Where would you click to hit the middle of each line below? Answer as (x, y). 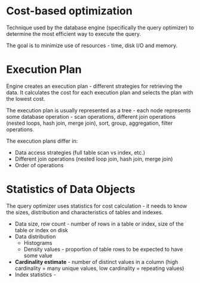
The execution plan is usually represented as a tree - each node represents (99, 110)
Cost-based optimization (69, 11)
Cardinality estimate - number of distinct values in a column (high (96, 262)
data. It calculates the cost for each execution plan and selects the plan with (100, 92)
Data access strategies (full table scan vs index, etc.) (80, 152)
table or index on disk (41, 230)
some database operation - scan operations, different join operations (91, 116)
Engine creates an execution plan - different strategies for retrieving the (94, 86)
